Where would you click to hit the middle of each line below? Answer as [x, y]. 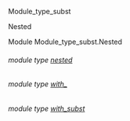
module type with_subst [47, 108]
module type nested [40, 60]
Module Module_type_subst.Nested [65, 42]
